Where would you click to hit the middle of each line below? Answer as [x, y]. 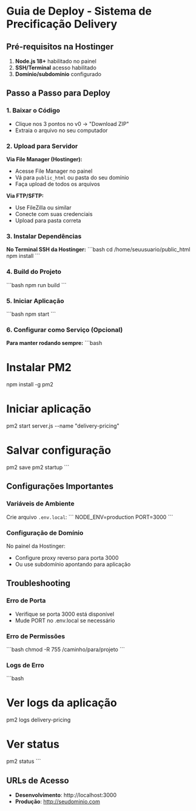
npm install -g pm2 [30, 385]
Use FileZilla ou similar [43, 207]
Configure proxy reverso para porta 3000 [67, 557]
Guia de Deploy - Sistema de [79, 11]
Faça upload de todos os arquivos [57, 184]
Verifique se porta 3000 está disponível [64, 614]
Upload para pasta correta [48, 220]
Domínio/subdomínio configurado [58, 74]
